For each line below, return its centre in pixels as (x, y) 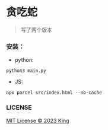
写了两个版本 (36, 30)
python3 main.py (26, 71)
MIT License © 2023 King (38, 121)
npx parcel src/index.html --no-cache (54, 93)
